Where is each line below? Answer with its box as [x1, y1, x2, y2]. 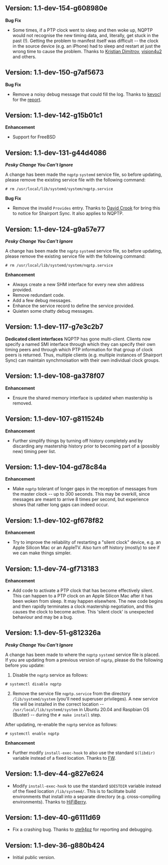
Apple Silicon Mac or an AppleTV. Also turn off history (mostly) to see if [12, 545, 160, 551]
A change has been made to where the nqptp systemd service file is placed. [5, 652, 160, 658]
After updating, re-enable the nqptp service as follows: [5, 721, 118, 727]
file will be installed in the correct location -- [12, 701, 104, 707]
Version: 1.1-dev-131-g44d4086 [5, 148, 107, 157]
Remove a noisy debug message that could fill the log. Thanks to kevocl [12, 91, 161, 97]
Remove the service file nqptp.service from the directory [12, 690, 130, 696]
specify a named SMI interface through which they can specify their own [5, 341, 155, 347]
